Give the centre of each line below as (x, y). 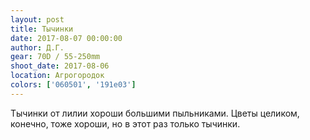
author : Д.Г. (37, 47)
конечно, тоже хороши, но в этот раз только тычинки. (125, 123)
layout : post (37, 19)
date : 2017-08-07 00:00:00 (66, 38)
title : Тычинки (42, 29)
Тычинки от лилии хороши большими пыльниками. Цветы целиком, (155, 113)
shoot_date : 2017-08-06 (60, 66)
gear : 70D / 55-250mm (55, 57)
